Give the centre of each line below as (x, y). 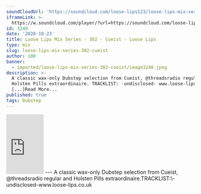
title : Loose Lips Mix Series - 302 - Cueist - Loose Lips (81, 39)
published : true (26, 95)
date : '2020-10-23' (31, 34)
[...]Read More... (35, 90)
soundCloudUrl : (25, 12)
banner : (16, 61)
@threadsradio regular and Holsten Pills (55, 178)
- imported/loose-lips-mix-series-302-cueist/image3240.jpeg (89, 67)
